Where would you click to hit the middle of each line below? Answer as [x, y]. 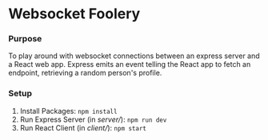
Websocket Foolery [74, 14]
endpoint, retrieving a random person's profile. [85, 73]
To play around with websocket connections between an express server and [134, 56]
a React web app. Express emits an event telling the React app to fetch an [130, 64]
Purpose [25, 39]
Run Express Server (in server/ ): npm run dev [93, 119]
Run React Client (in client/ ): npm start [83, 127]
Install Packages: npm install [68, 111]
